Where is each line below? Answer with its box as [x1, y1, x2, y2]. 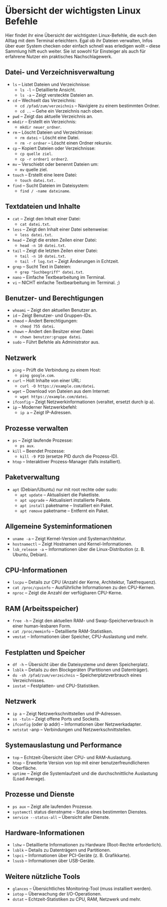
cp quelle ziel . [19, 150, 53, 156]
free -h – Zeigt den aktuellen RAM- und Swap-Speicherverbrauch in [12, 618, 154, 624]
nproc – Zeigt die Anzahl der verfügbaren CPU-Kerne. [12, 590, 123, 596]
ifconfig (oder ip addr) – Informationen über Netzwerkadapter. [12, 721, 142, 727]
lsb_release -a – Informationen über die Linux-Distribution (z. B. [12, 546, 146, 552]
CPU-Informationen [5, 566, 68, 574]
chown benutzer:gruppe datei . [19, 334, 82, 340]
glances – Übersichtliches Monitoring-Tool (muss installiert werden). [12, 885, 152, 891]
